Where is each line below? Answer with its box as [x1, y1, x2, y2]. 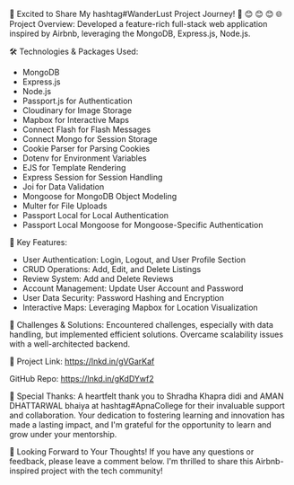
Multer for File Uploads [22, 200, 108, 211]
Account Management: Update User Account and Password [22, 283, 244, 294]
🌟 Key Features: [9, 237, 68, 247]
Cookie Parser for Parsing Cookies [22, 144, 151, 154]
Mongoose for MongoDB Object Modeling [22, 191, 177, 201]
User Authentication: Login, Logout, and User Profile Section [22, 254, 246, 265]
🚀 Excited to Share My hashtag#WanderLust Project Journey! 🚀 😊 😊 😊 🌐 [9, 9, 282, 19]
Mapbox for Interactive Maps [22, 115, 130, 125]
